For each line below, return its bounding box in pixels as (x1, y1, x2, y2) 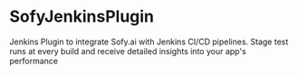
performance (9, 55, 59, 66)
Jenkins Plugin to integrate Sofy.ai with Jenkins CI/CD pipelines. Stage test (9, 36, 289, 47)
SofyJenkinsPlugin (9, 6, 155, 27)
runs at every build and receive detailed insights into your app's (9, 45, 246, 56)
